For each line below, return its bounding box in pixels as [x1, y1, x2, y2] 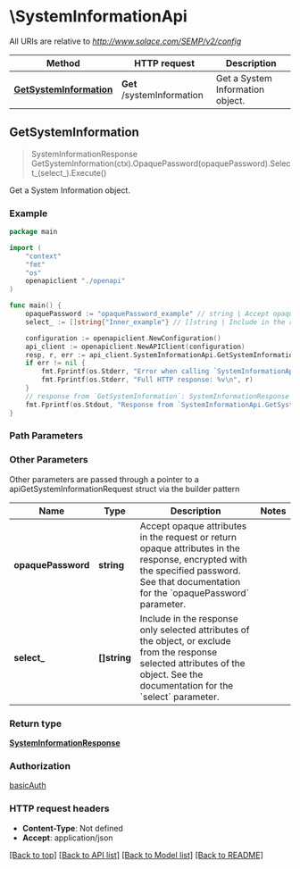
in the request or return [139, 531, 237, 543]
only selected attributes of [139, 623, 250, 636]
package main [9, 228, 58, 237]
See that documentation [139, 575, 241, 588]
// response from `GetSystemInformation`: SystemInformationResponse [25, 391, 290, 401]
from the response [139, 646, 218, 658]
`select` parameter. [139, 690, 221, 703]
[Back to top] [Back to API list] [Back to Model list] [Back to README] [9, 849, 263, 860]
